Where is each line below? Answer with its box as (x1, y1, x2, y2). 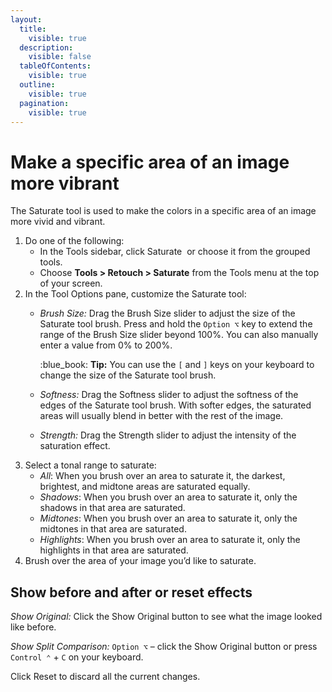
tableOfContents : (19, 61, 92, 71)
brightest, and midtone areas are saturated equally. (39, 481, 251, 493)
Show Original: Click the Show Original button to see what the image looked (10, 611, 323, 623)
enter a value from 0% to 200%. (39, 339, 173, 351)
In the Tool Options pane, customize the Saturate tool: (24, 288, 247, 300)
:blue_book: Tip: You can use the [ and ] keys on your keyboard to (39, 359, 315, 371)
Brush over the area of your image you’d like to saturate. (24, 555, 257, 567)
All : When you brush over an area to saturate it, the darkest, (39, 470, 286, 482)
